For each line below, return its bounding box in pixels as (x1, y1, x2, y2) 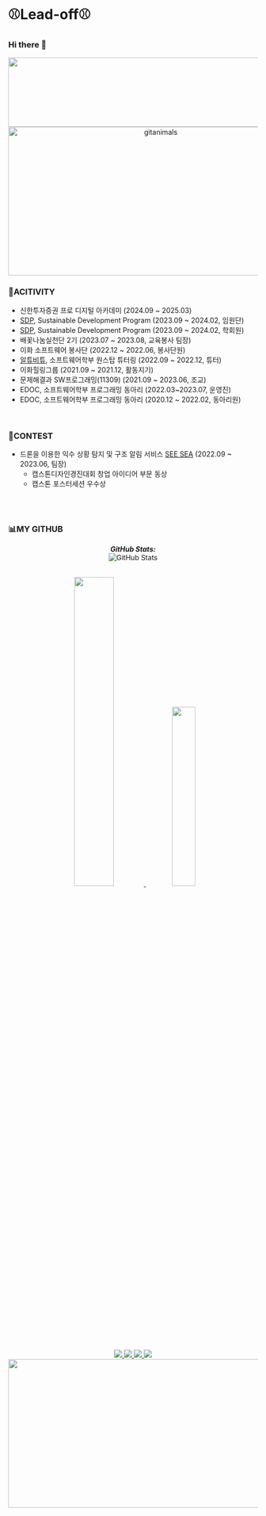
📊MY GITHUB (8, 524, 63, 534)
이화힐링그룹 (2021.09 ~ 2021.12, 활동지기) (19, 365, 154, 374)
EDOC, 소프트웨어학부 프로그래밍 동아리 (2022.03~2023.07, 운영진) (19, 384, 232, 394)
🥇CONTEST (8, 430, 54, 441)
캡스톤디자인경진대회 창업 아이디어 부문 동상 (31, 469, 168, 479)
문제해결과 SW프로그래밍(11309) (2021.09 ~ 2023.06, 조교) (19, 375, 207, 384)
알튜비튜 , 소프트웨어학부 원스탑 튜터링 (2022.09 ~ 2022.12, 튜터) (19, 355, 222, 365)
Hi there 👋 (8, 40, 47, 51)
